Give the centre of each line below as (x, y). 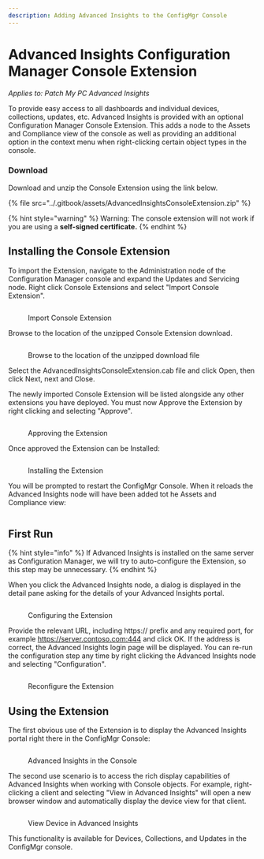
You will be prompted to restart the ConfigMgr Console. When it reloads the (131, 485)
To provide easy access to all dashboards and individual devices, (114, 108)
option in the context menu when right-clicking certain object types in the (127, 142)
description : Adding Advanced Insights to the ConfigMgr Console (117, 15)
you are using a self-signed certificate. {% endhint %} (98, 226)
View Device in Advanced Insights (83, 824)
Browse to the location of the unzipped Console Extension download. (120, 333)
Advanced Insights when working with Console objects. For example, (120, 784)
